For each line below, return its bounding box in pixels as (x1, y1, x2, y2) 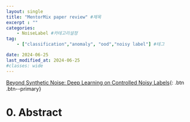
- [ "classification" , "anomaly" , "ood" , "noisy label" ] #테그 (16, 42, 165, 48)
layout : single (6, 8, 44, 15)
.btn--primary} (6, 85, 42, 92)
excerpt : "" (6, 19, 38, 25)
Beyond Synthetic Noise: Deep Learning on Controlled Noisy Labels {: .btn (6, 79, 184, 86)
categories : (6, 25, 35, 31)
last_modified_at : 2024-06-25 (6, 57, 81, 63)
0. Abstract (6, 106, 62, 119)
